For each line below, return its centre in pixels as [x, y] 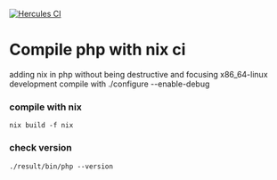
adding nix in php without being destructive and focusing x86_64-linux [139, 74]
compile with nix [45, 107]
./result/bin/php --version [61, 166]
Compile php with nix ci [98, 50]
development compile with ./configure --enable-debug [110, 84]
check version [41, 148]
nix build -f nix [41, 126]
